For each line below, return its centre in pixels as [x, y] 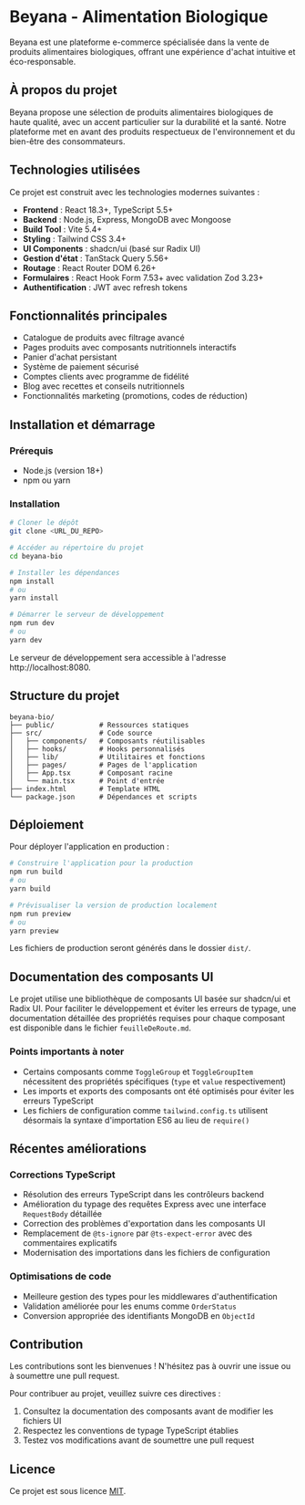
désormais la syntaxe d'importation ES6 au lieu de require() [136, 1120]
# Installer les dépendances [65, 572]
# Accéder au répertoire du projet [77, 548]
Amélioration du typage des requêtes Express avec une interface [144, 1204]
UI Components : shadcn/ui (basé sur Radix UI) [112, 248]
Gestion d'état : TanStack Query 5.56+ [96, 258]
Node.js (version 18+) [63, 471]
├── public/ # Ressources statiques [99, 725]
